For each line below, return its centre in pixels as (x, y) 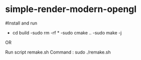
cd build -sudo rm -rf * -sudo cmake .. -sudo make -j (67, 32)
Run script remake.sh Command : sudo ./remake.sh (58, 52)
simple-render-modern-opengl (71, 9)
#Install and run (21, 23)
